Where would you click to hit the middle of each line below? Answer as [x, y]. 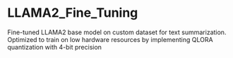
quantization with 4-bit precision [55, 47]
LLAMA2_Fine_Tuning [73, 13]
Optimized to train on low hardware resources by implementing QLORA [110, 39]
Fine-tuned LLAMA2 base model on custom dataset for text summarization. [117, 32]
